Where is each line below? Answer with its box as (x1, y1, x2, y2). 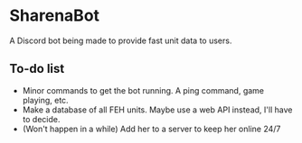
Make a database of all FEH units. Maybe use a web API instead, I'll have (22, 104, 293, 115)
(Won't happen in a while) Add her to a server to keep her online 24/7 (22, 123, 281, 134)
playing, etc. (22, 94, 70, 105)
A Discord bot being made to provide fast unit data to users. (9, 35, 232, 46)
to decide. (22, 113, 61, 124)
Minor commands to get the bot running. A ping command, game (22, 85, 265, 95)
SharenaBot (9, 5, 100, 26)
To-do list (9, 61, 65, 76)
